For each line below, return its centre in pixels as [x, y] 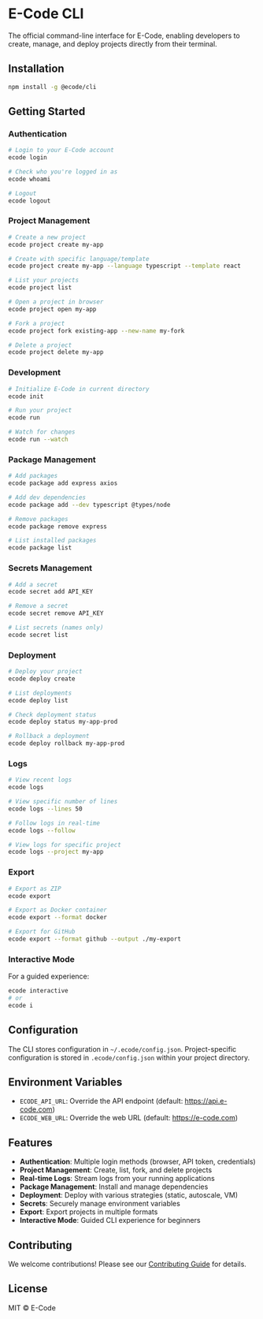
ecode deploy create [42, 679]
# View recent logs [40, 780]
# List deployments [40, 693]
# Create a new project [47, 237]
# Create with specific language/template [79, 259]
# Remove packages [38, 519]
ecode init [26, 396]
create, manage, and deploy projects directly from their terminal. [113, 43]
